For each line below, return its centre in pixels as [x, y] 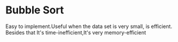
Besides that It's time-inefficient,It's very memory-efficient [76, 32]
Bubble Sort [35, 10]
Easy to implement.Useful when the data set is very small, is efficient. [89, 26]
